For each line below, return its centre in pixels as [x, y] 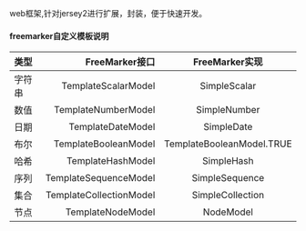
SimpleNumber [228, 110]
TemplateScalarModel [108, 86]
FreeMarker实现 [228, 62]
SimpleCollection [228, 196]
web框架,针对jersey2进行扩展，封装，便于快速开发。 [108, 13]
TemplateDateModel [112, 127]
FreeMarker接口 [120, 62]
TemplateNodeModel [110, 212]
